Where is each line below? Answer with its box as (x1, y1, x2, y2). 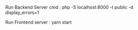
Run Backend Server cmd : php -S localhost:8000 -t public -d (5, 4, 133, 10)
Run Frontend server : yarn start (5, 19, 72, 25)
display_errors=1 (5, 9, 39, 15)
